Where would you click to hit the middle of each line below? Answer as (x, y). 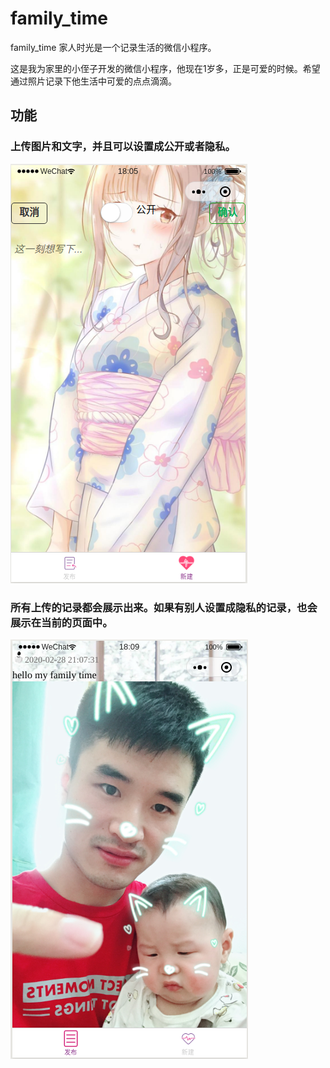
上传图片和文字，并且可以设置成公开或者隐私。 (123, 147)
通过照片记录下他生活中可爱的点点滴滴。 (93, 81)
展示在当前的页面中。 (61, 622)
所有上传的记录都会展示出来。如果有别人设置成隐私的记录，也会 (164, 607)
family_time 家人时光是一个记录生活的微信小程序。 (113, 47)
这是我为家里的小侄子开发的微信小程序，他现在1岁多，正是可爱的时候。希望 (165, 68)
